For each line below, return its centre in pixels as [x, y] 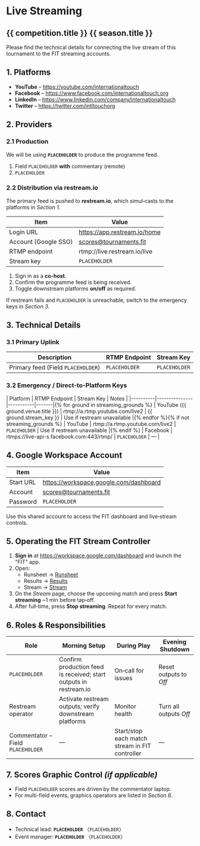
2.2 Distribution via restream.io [52, 188]
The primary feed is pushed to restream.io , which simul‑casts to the [90, 200]
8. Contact [26, 814]
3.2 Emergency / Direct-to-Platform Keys [67, 385]
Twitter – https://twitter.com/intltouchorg [65, 106]
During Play [134, 646]
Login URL [24, 232]
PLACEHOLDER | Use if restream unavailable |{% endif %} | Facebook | [89, 430]
